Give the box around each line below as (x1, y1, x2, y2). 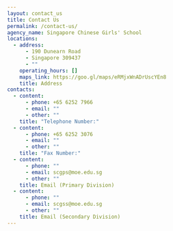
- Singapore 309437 (25, 55, 81, 62)
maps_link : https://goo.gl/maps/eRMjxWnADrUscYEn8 (19, 73, 167, 81)
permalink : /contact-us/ (7, 23, 78, 29)
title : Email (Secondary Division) (19, 213, 121, 220)
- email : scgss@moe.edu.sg (25, 201, 103, 208)
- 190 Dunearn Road (25, 49, 81, 55)
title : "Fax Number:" (19, 150, 81, 157)
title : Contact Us (7, 16, 59, 23)
